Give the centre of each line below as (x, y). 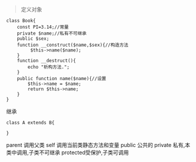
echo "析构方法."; (49, 67)
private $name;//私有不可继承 (52, 33)
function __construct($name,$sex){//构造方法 (73, 45)
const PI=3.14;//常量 (43, 27)
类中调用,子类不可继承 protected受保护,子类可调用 (68, 152)
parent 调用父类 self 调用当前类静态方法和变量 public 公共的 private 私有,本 (98, 145)
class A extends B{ (30, 123)
